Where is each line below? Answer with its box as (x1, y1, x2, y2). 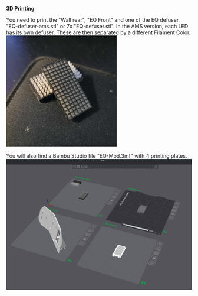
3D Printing (6, 5, 35, 12)
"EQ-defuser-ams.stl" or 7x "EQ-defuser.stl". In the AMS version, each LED (6, 23, 189, 30)
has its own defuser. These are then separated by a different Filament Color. (6, 29, 191, 36)
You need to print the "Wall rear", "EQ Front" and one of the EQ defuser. (6, 17, 180, 23)
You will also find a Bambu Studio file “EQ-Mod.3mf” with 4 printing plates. (6, 152, 187, 159)
